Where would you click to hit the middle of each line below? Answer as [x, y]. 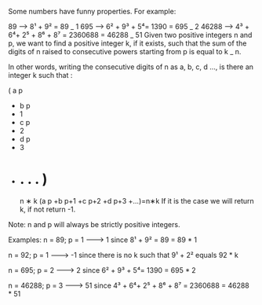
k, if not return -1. [47, 209]
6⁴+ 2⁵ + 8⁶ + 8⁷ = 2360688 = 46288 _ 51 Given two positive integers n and [130, 35]
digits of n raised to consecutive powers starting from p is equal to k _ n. [125, 51]
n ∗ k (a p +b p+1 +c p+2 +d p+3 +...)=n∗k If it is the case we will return [137, 200]
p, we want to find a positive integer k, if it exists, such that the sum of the [127, 43]
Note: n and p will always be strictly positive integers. [94, 224]
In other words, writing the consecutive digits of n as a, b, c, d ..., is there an [131, 67]
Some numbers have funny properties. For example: [92, 11]
